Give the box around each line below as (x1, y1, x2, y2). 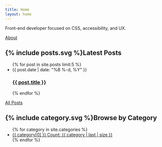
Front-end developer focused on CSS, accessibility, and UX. (5, 25, 126, 31)
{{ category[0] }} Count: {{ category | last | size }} (12, 132, 113, 138)
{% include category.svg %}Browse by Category (5, 114, 158, 122)
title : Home (5, 7, 29, 12)
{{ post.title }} (12, 79, 46, 86)
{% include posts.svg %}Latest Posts (5, 48, 122, 57)
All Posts (5, 100, 23, 105)
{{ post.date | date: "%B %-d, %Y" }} (12, 67, 87, 73)
